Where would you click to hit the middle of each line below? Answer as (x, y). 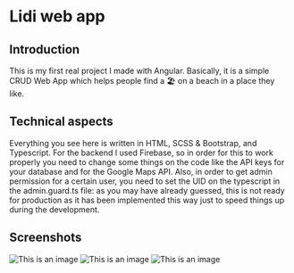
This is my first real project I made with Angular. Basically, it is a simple (139, 70)
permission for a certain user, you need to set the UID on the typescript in (145, 181)
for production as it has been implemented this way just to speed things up (147, 200)
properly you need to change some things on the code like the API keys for (147, 161)
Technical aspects (61, 122)
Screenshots (46, 238)
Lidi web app (57, 17)
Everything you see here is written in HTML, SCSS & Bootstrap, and (133, 143)
